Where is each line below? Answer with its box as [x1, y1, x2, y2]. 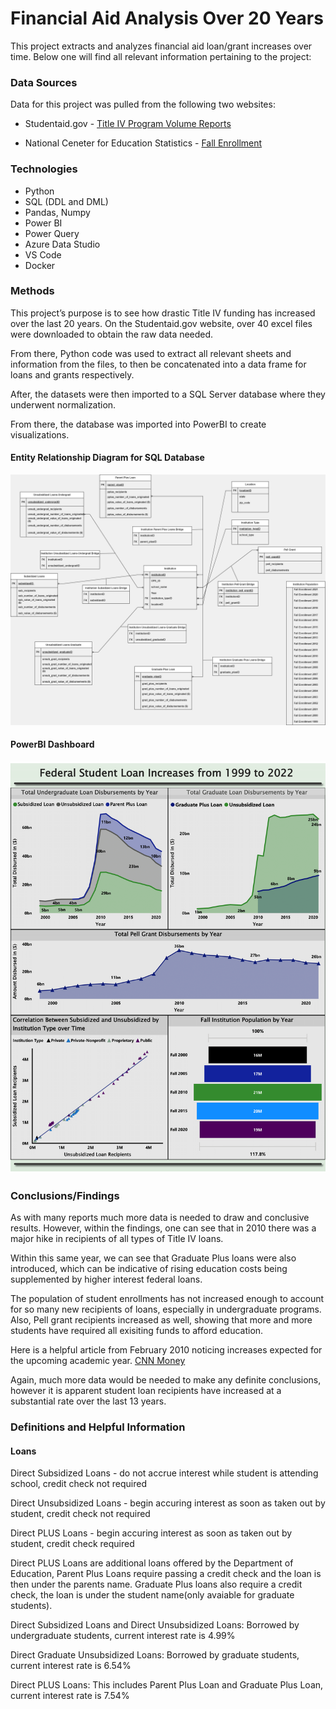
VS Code [24, 248, 62, 261]
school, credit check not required [10, 1478, 147, 1490]
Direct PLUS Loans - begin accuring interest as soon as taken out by [10, 1527, 293, 1539]
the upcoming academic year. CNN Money [10, 1355, 186, 1367]
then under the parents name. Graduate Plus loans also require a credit [10, 1578, 303, 1591]
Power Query [24, 227, 80, 239]
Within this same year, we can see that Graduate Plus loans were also [10, 1252, 297, 1264]
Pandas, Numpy [24, 206, 91, 218]
